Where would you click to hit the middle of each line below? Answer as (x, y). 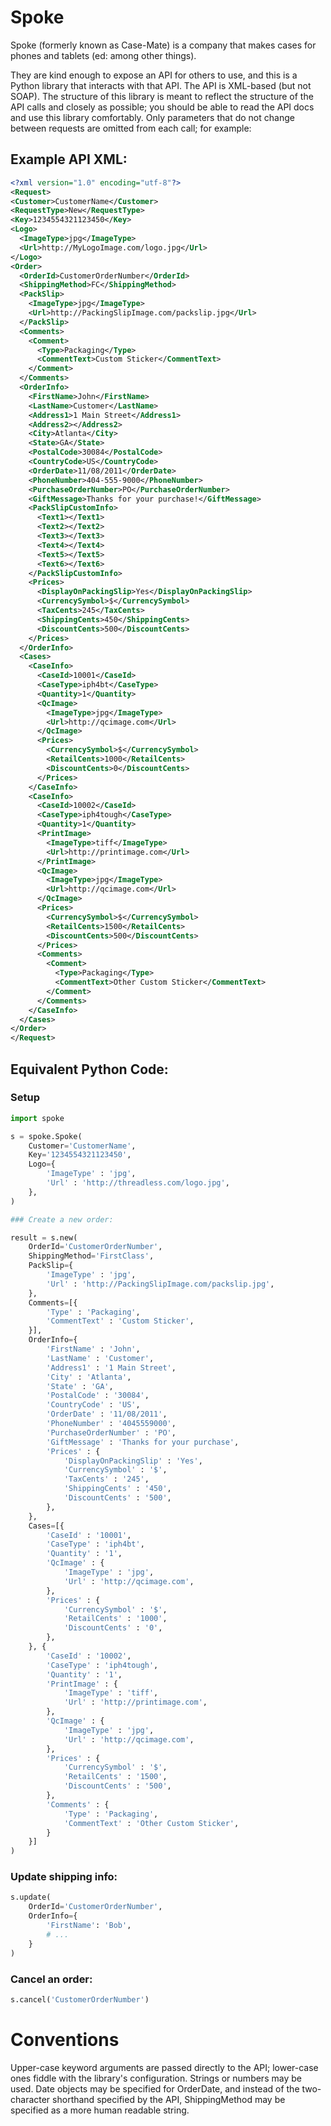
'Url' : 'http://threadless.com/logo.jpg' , (138, 1183)
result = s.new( (44, 1237)
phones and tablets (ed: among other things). (103, 55)
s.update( (31, 1897)
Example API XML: (69, 159)
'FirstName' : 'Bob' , (89, 1926)
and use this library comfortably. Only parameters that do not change (152, 117)
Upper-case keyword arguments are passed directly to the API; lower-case (164, 2067)
